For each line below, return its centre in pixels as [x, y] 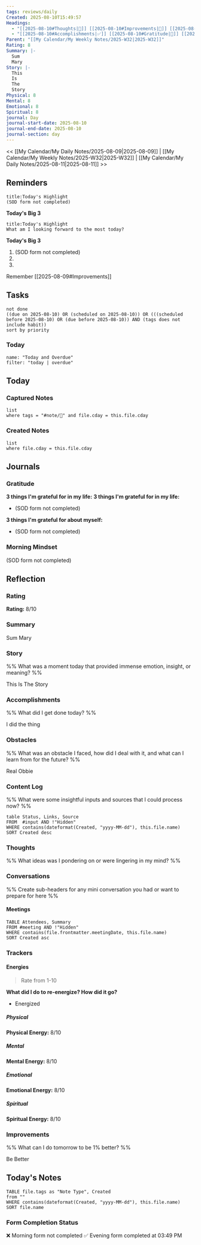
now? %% [19, 806]
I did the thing [23, 724]
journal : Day [22, 117]
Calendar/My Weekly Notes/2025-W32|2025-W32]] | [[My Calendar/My [95, 158]
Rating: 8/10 [22, 609]
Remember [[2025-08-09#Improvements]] [59, 276]
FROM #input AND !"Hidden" [41, 822]
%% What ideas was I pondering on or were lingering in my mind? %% [93, 861]
